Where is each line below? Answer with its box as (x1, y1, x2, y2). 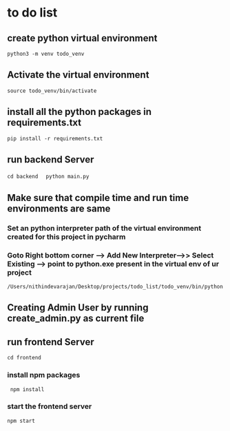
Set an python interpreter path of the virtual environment (7, 223, 202, 233)
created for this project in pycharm (7, 232, 126, 242)
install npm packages (7, 370, 81, 380)
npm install (10, 386, 45, 393)
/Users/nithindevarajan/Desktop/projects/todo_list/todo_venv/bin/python (7, 284, 224, 291)
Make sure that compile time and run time (7, 191, 189, 204)
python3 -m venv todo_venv (7, 50, 85, 57)
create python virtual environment (7, 32, 158, 44)
